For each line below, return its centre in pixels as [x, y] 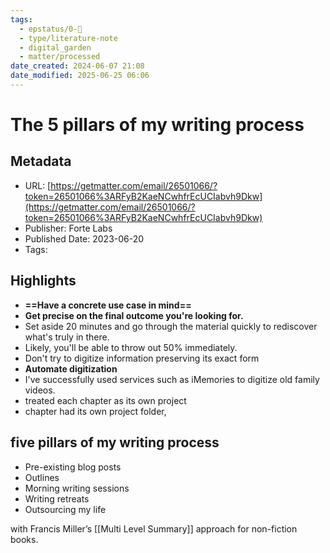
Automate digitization [71, 368]
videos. [40, 390]
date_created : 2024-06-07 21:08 [77, 66]
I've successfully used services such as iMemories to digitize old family [172, 379]
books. [24, 539]
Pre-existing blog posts [73, 467]
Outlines [42, 477]
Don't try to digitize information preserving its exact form [142, 358]
